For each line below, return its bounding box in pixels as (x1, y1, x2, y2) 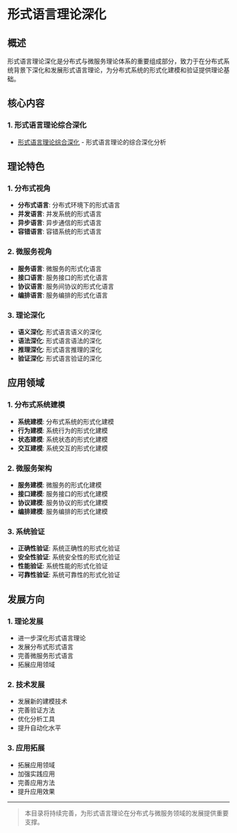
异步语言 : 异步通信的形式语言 (17, 219, 102, 227)
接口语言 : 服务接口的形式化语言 (17, 273, 108, 282)
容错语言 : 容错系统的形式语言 (17, 227, 102, 236)
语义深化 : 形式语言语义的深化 (17, 327, 102, 336)
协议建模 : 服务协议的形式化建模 (17, 498, 108, 507)
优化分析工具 (17, 715, 55, 723)
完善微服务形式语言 (17, 651, 74, 660)
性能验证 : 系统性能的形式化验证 (17, 562, 108, 570)
